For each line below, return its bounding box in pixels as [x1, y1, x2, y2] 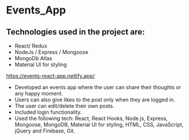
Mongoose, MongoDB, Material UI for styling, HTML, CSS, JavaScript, [14, 121, 184, 128]
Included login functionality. [14, 109, 82, 115]
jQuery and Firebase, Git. [14, 127, 75, 134]
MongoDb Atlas [14, 55, 53, 62]
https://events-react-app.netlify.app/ [6, 73, 95, 79]
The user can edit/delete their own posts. [14, 103, 114, 109]
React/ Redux [14, 42, 48, 49]
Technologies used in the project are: [6, 27, 145, 37]
